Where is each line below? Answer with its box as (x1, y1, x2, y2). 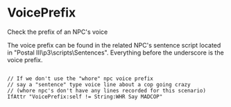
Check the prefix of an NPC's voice (7, 28, 108, 36)
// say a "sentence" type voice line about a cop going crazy (7, 81, 191, 88)
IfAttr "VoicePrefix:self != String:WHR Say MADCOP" (7, 93, 163, 100)
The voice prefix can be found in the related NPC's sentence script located (7, 41, 221, 49)
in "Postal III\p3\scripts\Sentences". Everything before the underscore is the (7, 48, 224, 57)
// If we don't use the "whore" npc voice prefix (7, 75, 154, 82)
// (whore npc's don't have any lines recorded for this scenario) (7, 87, 207, 94)
